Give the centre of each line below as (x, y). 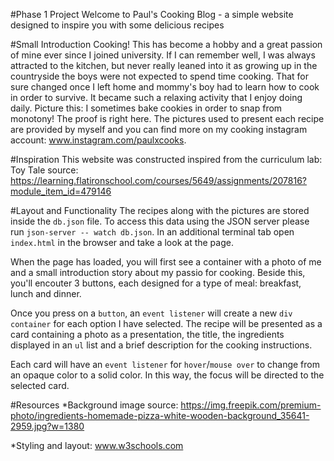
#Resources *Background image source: (94, 405)
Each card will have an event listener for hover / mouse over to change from (165, 364)
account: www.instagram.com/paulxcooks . (98, 140)
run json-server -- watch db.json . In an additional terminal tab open (152, 232)
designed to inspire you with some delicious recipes (117, 25)
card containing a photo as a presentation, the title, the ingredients (147, 334)
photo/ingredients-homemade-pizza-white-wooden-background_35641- (160, 415)
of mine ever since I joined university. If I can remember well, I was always (163, 55)
